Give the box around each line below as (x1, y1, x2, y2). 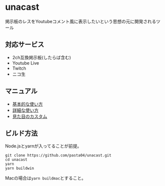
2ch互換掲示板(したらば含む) (12, 54, 71, 60)
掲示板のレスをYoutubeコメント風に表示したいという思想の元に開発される (5, 18, 157, 24)
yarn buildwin (5, 166, 35, 171)
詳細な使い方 (12, 107, 39, 113)
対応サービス (5, 40, 44, 49)
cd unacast (5, 157, 28, 162)
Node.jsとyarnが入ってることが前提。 (5, 143, 82, 149)
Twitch (12, 65, 26, 71)
